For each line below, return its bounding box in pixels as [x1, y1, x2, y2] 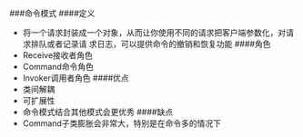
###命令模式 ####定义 [9, 8, 96, 18]
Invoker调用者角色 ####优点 [22, 73, 129, 83]
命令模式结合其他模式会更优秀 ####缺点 [22, 107, 174, 117]
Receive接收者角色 [22, 50, 94, 61]
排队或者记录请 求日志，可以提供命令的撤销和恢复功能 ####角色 [30, 39, 271, 49]
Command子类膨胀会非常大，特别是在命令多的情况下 [22, 118, 221, 129]
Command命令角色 [22, 62, 94, 72]
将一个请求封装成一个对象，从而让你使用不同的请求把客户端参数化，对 [22, 27, 287, 38]
